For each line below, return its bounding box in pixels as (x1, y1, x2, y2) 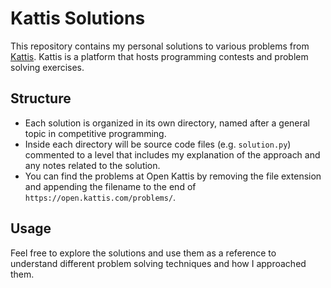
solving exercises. (10, 61, 85, 73)
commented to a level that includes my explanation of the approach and (24, 148, 321, 161)
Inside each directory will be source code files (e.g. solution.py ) (24, 138, 292, 150)
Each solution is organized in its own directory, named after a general (24, 117, 311, 129)
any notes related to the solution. (24, 159, 161, 171)
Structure (10, 90, 72, 107)
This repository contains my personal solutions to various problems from (10, 40, 310, 52)
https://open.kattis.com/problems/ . (24, 191, 177, 203)
